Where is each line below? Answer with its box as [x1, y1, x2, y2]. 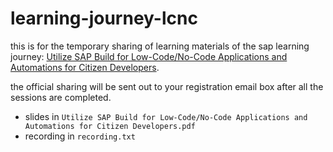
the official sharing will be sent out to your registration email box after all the [10, 80, 324, 92]
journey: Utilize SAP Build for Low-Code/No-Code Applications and [10, 50, 288, 62]
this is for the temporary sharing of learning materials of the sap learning [10, 40, 310, 52]
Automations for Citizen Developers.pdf [24, 121, 196, 131]
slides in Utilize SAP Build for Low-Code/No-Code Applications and [24, 110, 308, 122]
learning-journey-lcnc [10, 7, 198, 30]
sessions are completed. [10, 91, 112, 103]
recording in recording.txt [24, 130, 136, 142]
